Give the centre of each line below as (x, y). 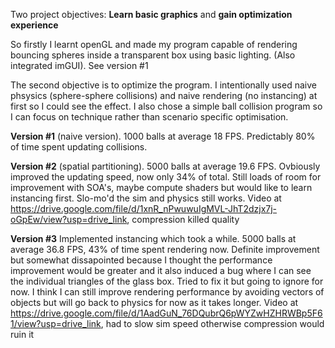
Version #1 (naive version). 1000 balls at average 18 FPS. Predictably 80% (163, 136)
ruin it (22, 334)
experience (34, 25)
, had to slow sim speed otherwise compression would (212, 323)
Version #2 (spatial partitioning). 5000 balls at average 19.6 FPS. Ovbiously (165, 166)
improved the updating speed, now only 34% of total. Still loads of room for (166, 177)
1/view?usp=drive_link (56, 323)
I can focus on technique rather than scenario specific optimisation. (149, 117)
